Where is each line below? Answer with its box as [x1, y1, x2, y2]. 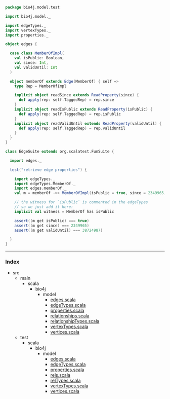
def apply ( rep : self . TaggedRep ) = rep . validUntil [18, 126, 125, 131]
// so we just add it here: [14, 204, 73, 209]
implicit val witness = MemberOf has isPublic [14, 209, 114, 214]
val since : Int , [14, 60, 49, 65]
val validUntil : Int [14, 65, 58, 70]
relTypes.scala [50, 378, 81, 384]
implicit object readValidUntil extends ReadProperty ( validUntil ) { [14, 121, 162, 126]
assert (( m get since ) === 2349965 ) [14, 223, 90, 228]
